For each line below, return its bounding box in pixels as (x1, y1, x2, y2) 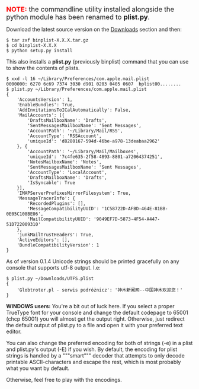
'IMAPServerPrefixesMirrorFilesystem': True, (17, 190, 131, 196)
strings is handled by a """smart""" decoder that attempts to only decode (6, 352, 185, 359)
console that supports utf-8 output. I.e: (6, 264, 101, 271)
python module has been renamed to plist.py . (6, 13, 150, 21)
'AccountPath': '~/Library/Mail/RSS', (27, 128, 123, 134)
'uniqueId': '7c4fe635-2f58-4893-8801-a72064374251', (27, 154, 163, 160)
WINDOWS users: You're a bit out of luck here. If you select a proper (6, 303, 175, 309)
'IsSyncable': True (27, 180, 76, 186)
